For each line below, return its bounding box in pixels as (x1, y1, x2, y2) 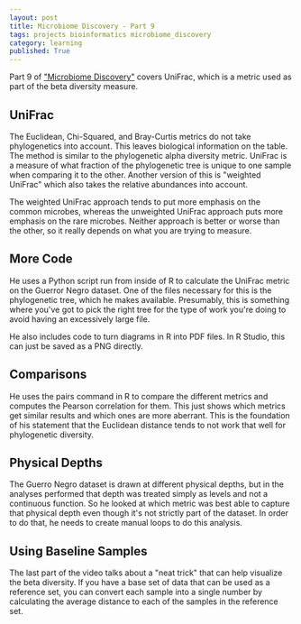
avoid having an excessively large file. (9, 313, 150, 325)
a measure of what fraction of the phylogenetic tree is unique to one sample (9, 160, 292, 170)
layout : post (9, 13, 59, 23)
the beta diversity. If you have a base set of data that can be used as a (9, 577, 270, 588)
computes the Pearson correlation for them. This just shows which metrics (9, 400, 286, 411)
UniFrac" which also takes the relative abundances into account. (9, 179, 249, 189)
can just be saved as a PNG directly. (9, 340, 144, 352)
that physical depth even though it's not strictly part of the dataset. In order (9, 508, 288, 518)
